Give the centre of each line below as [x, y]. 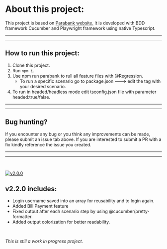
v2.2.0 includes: [31, 188]
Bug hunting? [26, 122]
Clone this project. [31, 65]
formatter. [23, 217]
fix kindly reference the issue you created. [48, 144]
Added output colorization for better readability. [61, 222]
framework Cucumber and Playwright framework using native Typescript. [80, 28]
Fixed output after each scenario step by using [60, 211]
